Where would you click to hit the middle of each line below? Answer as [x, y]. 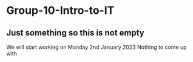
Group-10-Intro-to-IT [60, 11]
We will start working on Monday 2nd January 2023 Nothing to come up [96, 47]
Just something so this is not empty [75, 33]
